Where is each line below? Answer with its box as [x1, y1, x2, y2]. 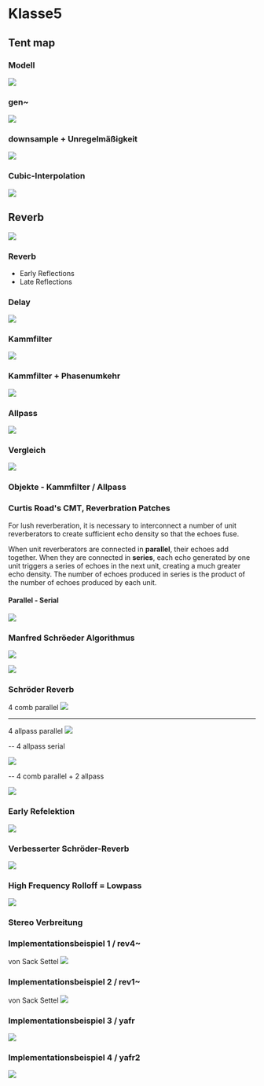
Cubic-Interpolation [8, 171, 86, 182]
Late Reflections [19, 277, 72, 286]
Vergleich [8, 444, 46, 455]
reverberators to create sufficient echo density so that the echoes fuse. [8, 528, 240, 539]
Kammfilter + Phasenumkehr [8, 370, 121, 381]
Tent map [8, 36, 56, 50]
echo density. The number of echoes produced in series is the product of [8, 569, 246, 579]
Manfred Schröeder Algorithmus [8, 632, 135, 643]
